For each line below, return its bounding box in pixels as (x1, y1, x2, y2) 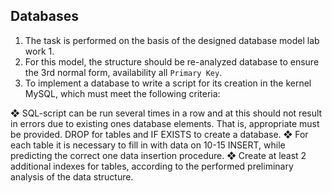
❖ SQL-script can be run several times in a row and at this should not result (10, 107, 323, 119)
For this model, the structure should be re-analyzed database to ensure (24, 55, 320, 68)
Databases (10, 8, 80, 25)
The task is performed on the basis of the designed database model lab (24, 34, 320, 46)
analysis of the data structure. (10, 170, 134, 183)
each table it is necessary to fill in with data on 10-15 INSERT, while (10, 139, 286, 151)
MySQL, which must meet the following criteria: (24, 87, 221, 99)
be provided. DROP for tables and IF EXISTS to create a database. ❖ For (10, 128, 309, 140)
